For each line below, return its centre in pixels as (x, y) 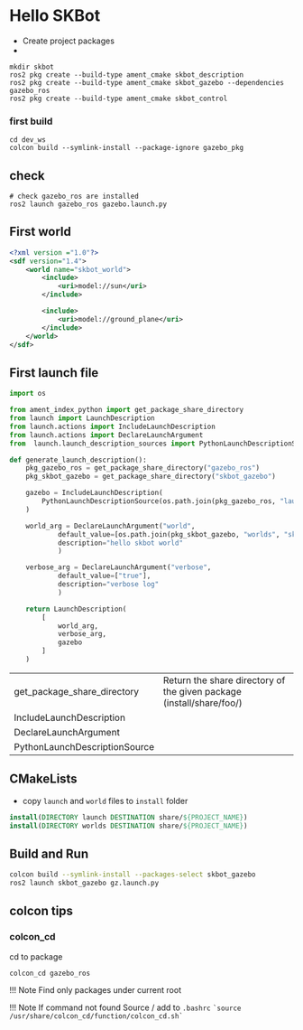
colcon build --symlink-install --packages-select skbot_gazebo (133, 875)
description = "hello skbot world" (120, 543)
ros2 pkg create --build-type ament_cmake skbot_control (119, 98)
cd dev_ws (28, 140)
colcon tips (41, 911)
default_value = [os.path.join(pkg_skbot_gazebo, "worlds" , (169, 534)
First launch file (54, 373)
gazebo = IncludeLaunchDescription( (95, 493)
